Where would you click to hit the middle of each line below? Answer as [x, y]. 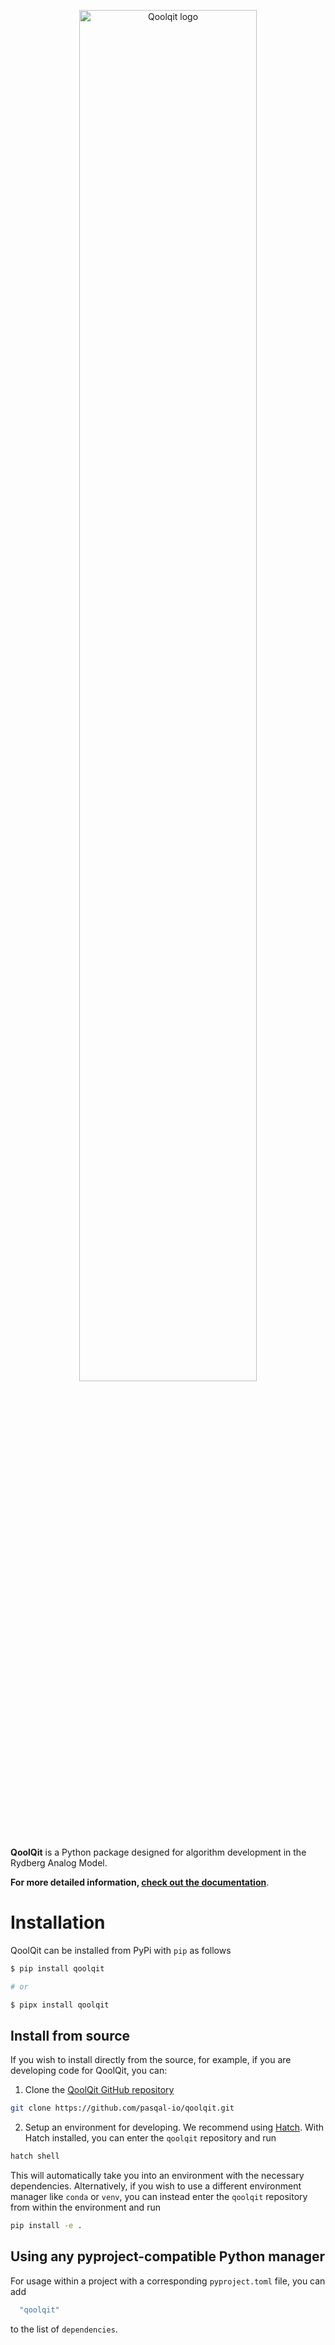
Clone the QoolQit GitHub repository [99, 2090]
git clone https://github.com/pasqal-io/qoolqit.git [122, 2108]
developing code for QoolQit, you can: [89, 2071]
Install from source [70, 2035]
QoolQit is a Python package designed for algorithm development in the [158, 1852]
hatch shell [35, 2156]
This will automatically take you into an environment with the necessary [157, 2176]
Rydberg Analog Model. [59, 1863]
